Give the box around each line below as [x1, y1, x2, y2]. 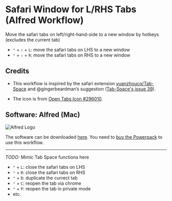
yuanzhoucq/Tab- [116, 80, 154, 86]
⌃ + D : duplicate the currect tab [12, 174, 78, 181]
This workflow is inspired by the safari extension [12, 80, 115, 86]
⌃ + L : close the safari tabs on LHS [12, 164, 85, 170]
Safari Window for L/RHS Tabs [5, 4, 137, 15]
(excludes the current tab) [5, 37, 60, 43]
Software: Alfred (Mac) [5, 111, 80, 119]
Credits [5, 67, 30, 76]
